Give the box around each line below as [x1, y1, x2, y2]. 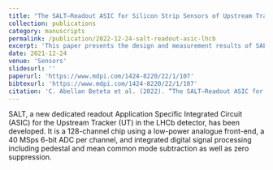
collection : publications [8, 19, 96, 28]
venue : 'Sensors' [8, 57, 67, 66]
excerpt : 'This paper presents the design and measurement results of [8, 42, 253, 50]
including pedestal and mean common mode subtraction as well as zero [8, 143, 249, 154]
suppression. [8, 152, 52, 162]
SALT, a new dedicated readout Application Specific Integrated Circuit [8, 109, 243, 119]
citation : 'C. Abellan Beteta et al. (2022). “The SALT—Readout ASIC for [8, 87, 264, 96]
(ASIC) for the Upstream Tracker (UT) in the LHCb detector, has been [8, 118, 240, 128]
